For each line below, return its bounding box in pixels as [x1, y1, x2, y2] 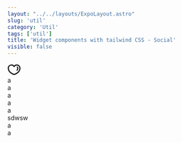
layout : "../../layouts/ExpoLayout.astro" [7, 10, 135, 18]
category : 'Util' [7, 23, 59, 30]
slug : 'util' [7, 17, 46, 24]
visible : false [7, 43, 53, 50]
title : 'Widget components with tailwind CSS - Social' [7, 37, 176, 44]
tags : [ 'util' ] [7, 30, 53, 38]
